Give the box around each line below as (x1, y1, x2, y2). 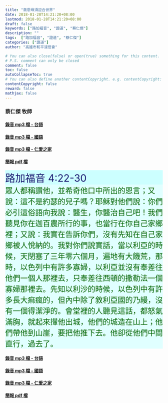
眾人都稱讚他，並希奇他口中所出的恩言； (5, 186, 148, 195)
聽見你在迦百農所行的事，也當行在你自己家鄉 (5, 218, 163, 228)
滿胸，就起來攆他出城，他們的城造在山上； (5, 317, 155, 327)
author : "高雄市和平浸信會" (5, 44, 57, 49)
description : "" (5, 30, 39, 35)
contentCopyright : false (5, 81, 57, 86)
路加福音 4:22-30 (5, 172, 87, 185)
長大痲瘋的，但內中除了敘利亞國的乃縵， (12, 295, 155, 305)
